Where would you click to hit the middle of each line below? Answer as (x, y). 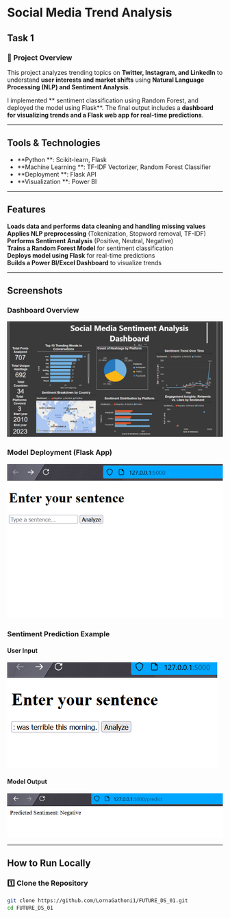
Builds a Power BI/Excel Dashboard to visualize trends (85, 262)
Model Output (27, 782)
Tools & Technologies (54, 143)
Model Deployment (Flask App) (60, 453)
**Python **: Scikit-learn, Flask (62, 159)
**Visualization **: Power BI (57, 181)
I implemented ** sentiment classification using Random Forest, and (103, 100)
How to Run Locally (49, 863)
